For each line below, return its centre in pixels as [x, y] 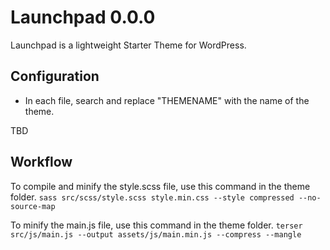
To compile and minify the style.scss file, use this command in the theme [160, 186]
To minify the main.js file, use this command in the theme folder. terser [156, 225]
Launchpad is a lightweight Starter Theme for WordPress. [128, 45]
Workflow [41, 162]
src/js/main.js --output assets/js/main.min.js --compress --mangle [156, 234]
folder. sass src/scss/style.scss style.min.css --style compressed [152, 197]
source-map [33, 206]
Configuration [55, 76]
